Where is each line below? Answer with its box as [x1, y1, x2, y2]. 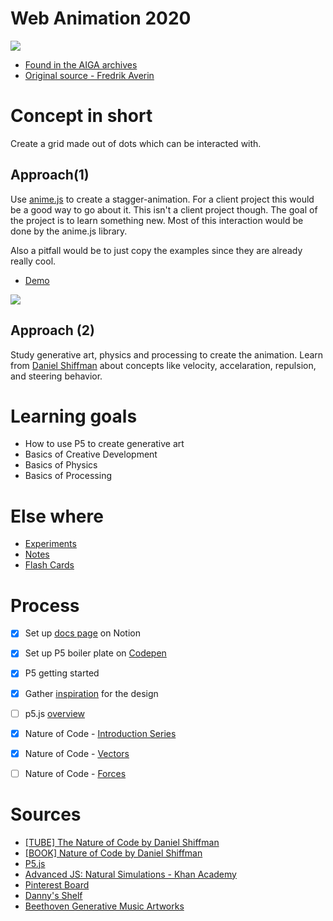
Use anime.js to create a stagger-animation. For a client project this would [10, 193, 315, 205]
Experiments [24, 538, 77, 550]
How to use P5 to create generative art [24, 438, 185, 450]
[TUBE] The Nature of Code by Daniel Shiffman [24, 836, 220, 848]
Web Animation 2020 [10, 7, 192, 30]
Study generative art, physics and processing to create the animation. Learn [10, 348, 324, 361]
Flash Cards [24, 559, 75, 571]
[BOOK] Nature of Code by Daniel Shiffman [24, 847, 203, 859]
